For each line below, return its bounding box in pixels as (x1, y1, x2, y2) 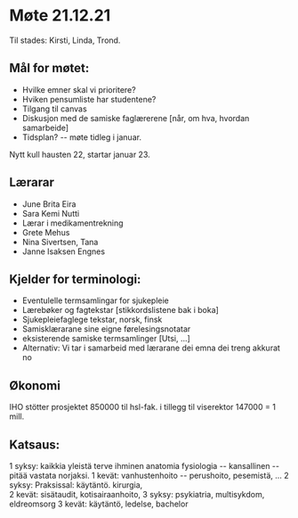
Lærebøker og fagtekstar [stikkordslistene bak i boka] (21, 305, 220, 316)
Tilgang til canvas (21, 103, 87, 114)
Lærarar (9, 175, 55, 190)
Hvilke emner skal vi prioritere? (21, 84, 136, 95)
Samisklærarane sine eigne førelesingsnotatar (21, 324, 191, 334)
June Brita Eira (21, 198, 77, 210)
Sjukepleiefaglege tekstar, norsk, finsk (21, 314, 163, 325)
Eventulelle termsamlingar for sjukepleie (21, 295, 169, 306)
